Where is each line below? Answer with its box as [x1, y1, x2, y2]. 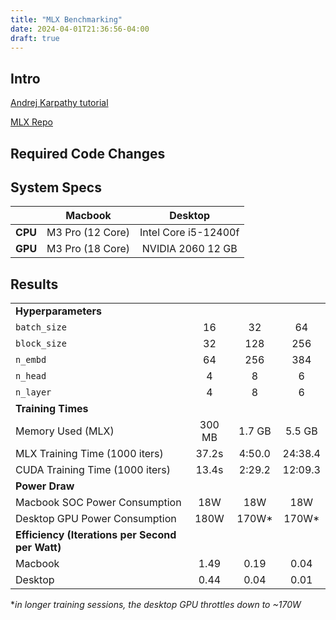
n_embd [15, 354, 47, 366]
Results [10, 276, 59, 293]
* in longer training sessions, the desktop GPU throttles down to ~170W [10, 599, 302, 611]
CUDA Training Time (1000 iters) [15, 463, 172, 477]
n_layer [15, 387, 52, 398]
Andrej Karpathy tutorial [10, 97, 109, 109]
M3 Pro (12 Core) [46, 226, 130, 240]
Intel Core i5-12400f [139, 226, 240, 240]
